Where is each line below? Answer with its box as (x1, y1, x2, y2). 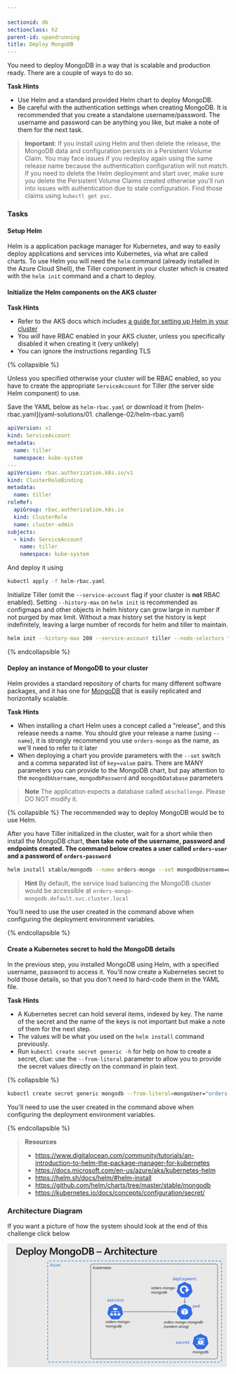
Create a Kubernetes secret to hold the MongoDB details (7, 945, 176, 953)
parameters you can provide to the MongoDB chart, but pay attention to (17, 766, 225, 775)
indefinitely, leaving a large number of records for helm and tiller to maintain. (7, 620, 228, 629)
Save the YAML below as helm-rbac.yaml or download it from (7, 403, 184, 411)
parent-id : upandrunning (7, 34, 80, 41)
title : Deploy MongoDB (7, 41, 74, 48)
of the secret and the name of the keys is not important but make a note (17, 1017, 225, 1026)
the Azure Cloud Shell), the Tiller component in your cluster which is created (7, 264, 228, 273)
